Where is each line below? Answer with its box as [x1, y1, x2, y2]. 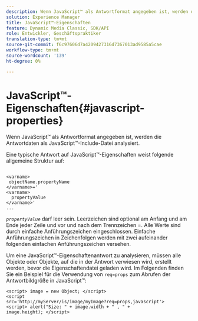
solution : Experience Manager [6, 14, 81, 20]
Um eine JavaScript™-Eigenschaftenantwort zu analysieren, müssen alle [6, 252, 181, 259]
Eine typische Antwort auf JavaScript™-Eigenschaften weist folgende [6, 151, 174, 158]
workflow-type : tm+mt [6, 47, 60, 53]
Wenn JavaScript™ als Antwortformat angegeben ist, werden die [6, 134, 162, 141]
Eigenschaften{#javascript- [6, 101, 145, 115]
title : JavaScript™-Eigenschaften [6, 20, 91, 25]
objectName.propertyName [8, 179, 70, 185]
